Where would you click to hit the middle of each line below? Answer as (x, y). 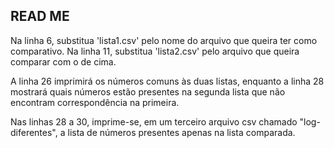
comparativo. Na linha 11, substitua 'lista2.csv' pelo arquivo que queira (155, 51)
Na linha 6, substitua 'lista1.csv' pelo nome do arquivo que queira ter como (164, 40)
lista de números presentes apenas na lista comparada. (181, 132)
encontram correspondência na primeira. (95, 102)
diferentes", (34, 132)
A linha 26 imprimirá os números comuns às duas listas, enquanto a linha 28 (167, 81)
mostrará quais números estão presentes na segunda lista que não (148, 91)
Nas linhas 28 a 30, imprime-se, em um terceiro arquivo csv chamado (154, 121)
